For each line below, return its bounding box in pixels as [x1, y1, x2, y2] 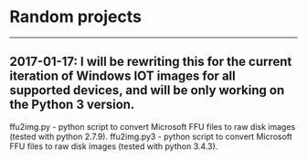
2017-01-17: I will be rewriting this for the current [9, 54, 292, 70]
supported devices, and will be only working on [9, 82, 285, 98]
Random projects [9, 6, 142, 27]
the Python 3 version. [9, 97, 135, 113]
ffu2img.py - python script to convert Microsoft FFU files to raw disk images [9, 121, 296, 132]
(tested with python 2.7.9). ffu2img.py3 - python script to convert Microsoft [9, 131, 292, 142]
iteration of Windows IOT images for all [9, 69, 236, 84]
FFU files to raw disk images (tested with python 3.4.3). [9, 140, 218, 152]
